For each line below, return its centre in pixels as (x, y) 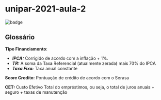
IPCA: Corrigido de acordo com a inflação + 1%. (60, 58)
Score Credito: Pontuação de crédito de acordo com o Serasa (67, 77)
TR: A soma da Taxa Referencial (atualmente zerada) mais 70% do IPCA (84, 63)
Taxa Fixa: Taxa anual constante (45, 68)
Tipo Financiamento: (26, 49)
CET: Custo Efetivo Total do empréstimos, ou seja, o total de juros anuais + (80, 87)
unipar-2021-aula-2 (46, 9)
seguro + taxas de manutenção (36, 92)
